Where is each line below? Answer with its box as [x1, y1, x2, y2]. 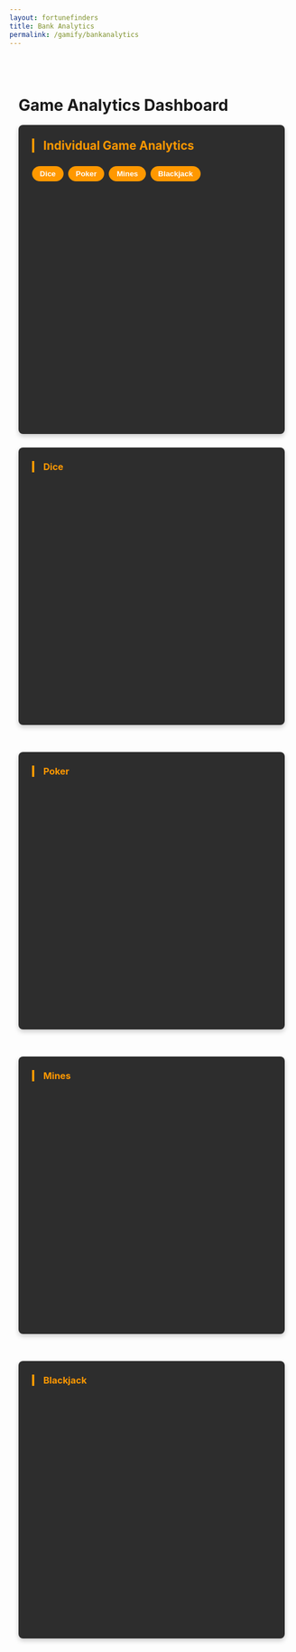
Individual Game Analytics [43, 138, 195, 153]
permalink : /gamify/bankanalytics [9, 30, 140, 39]
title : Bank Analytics [9, 22, 95, 31]
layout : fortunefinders [9, 13, 99, 23]
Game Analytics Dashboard [18, 95, 228, 115]
